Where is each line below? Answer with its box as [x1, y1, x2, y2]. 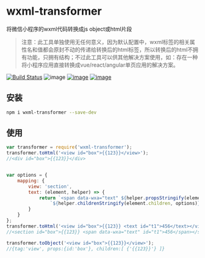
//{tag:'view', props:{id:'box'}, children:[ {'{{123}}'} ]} [6, 246, 165, 252]
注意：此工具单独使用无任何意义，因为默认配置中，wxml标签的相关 [21, 38, 190, 45]
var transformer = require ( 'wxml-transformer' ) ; [6, 144, 132, 150]
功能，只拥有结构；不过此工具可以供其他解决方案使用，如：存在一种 [26, 53, 198, 61]
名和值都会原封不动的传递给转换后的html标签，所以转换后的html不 [26, 46, 193, 53]
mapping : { [17, 177, 45, 184]
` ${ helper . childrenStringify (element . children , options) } [49, 201, 201, 207]
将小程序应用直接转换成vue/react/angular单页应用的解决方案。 [21, 61, 179, 68]
